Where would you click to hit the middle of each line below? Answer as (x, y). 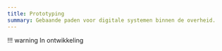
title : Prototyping (36, 14)
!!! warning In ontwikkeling (45, 40)
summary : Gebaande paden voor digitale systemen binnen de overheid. (112, 20)
